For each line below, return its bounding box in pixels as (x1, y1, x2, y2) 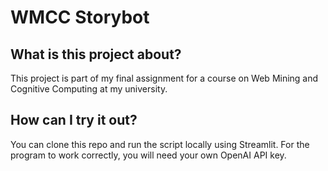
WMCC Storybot (10, 6, 150, 29)
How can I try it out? (10, 112, 138, 129)
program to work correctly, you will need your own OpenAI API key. (10, 149, 287, 161)
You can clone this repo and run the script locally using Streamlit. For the (10, 138, 310, 150)
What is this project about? (10, 46, 182, 63)
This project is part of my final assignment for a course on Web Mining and (10, 72, 319, 84)
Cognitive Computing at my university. (10, 83, 168, 95)
